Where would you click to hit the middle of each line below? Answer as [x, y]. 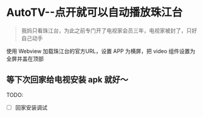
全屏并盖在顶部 [25, 58]
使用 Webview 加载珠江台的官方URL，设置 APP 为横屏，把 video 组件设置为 [101, 51]
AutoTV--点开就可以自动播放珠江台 [95, 12]
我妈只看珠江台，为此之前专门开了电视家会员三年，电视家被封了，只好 [109, 30]
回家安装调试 [31, 107]
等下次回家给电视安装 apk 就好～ [67, 80]
